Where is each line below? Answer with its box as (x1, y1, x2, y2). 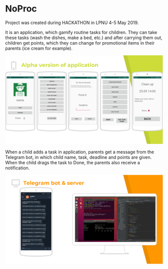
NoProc (5, 3, 37, 15)
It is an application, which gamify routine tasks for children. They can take (5, 29, 157, 35)
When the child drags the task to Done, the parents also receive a (5, 160, 140, 166)
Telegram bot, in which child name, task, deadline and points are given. (5, 154, 152, 160)
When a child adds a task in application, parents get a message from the (5, 149, 154, 155)
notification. (5, 165, 30, 171)
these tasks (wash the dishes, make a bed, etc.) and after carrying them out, (5, 35, 162, 41)
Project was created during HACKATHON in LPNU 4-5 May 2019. (5, 20, 139, 26)
